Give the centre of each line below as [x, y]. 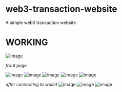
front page [16, 65]
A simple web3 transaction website [41, 23]
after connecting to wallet [31, 84]
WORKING [27, 42]
